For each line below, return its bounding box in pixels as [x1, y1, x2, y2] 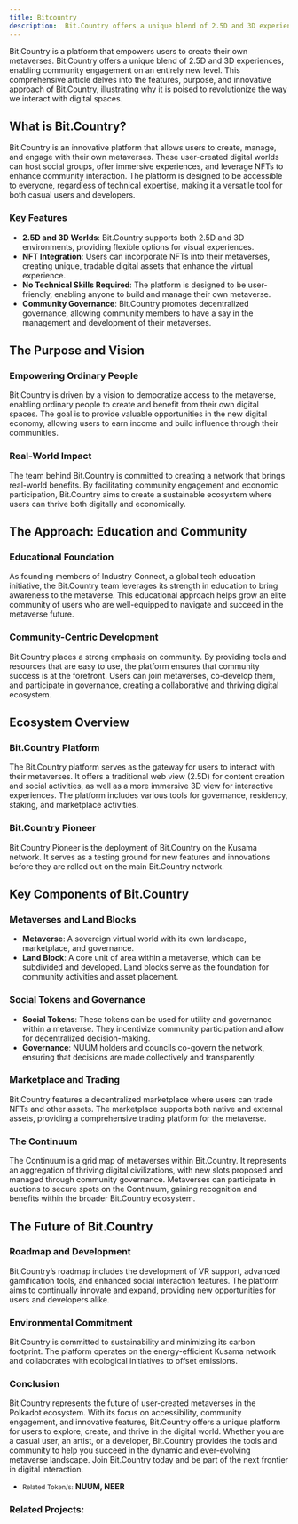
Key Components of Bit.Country [9, 886, 189, 901]
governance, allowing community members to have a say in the [21, 308, 254, 319]
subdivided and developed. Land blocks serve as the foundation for [21, 962, 270, 972]
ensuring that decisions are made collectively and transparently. [21, 1052, 257, 1062]
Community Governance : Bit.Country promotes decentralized [21, 298, 250, 309]
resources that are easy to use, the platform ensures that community [9, 660, 260, 672]
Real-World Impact [9, 450, 92, 463]
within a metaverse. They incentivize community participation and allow [21, 1023, 285, 1034]
